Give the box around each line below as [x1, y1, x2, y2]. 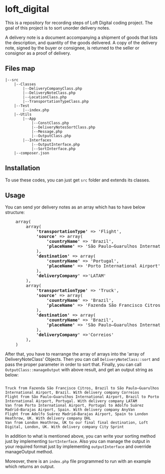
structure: [5, 209, 25, 215]
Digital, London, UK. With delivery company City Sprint [5, 424, 124, 430]
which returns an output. [5, 464, 55, 470]
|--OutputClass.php [31, 133, 71, 138]
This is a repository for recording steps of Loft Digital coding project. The [5, 20, 153, 26]
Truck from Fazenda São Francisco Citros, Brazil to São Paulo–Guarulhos [5, 386, 160, 391]
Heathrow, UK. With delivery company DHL [5, 416, 91, 421]
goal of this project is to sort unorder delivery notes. [5, 25, 110, 30]
